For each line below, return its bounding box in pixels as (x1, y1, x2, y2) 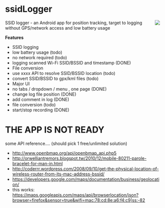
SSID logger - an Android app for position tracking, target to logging (5, 20, 142, 26)
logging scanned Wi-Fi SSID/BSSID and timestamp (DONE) (12, 60, 131, 66)
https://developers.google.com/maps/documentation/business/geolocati (12, 176, 160, 182)
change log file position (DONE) (12, 91, 77, 97)
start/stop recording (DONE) (12, 107, 70, 113)
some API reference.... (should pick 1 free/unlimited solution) (5, 140, 128, 146)
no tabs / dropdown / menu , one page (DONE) (12, 86, 107, 92)
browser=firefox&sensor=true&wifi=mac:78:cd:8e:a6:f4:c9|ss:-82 (12, 197, 145, 203)
